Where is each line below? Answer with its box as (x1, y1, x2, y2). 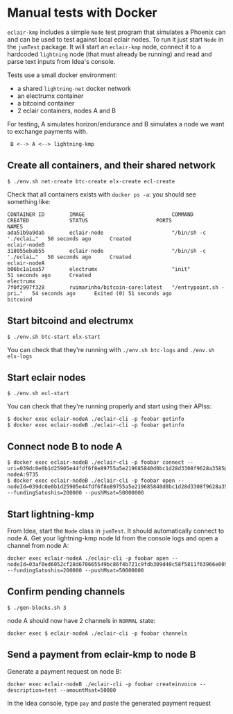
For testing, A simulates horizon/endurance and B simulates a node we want (7, 119, 225, 128)
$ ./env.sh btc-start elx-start (7, 333, 101, 340)
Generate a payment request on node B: (7, 667, 122, 675)
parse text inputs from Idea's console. (7, 57, 116, 65)
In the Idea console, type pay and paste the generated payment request (7, 699, 212, 707)
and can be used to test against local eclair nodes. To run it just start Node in (7, 35, 224, 43)
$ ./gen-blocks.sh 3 (7, 604, 67, 611)
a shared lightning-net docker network (17, 84, 132, 92)
